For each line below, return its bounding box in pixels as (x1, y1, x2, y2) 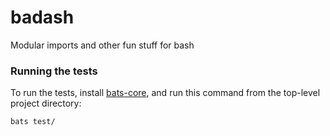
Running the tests (10, 64, 98, 78)
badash (10, 6, 75, 29)
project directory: (10, 97, 82, 110)
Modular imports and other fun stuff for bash (10, 39, 195, 51)
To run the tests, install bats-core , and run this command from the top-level (10, 87, 321, 99)
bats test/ (10, 117, 56, 127)
